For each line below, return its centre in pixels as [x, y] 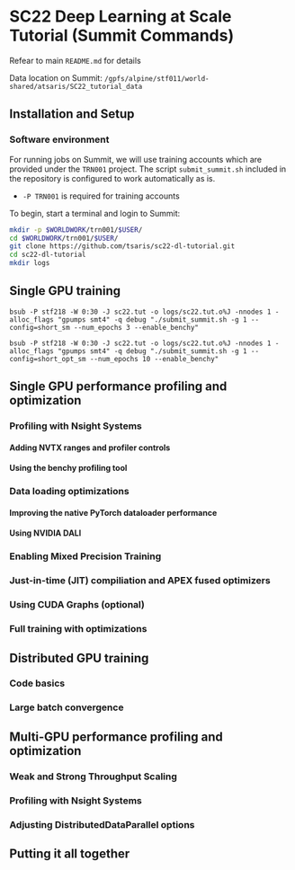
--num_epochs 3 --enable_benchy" [136, 327]
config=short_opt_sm [48, 359]
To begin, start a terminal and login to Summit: [95, 213]
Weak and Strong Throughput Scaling [94, 777]
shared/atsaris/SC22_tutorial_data [76, 86]
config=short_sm [40, 327]
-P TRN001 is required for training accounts [101, 196]
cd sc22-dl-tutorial [48, 255]
